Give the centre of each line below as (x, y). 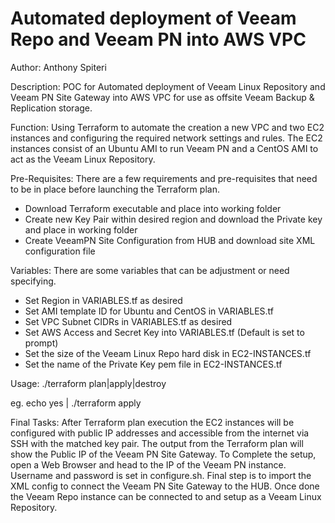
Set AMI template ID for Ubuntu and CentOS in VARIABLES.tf (149, 311)
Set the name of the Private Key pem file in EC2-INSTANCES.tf (153, 364)
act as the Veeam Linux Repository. (83, 159)
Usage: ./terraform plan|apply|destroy (88, 383)
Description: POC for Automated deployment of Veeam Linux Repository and (168, 86)
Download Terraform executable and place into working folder (153, 208)
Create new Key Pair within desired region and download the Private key (173, 219)
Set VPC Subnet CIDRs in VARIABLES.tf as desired (128, 321)
